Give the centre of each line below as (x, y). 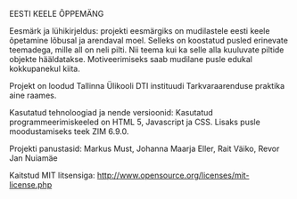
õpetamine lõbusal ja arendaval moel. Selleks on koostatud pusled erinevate (148, 40)
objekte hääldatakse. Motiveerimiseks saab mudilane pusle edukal (131, 59)
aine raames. (33, 95)
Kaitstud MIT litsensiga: (52, 175)
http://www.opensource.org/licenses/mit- (173, 175)
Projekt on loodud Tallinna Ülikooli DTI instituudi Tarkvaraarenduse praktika (147, 86)
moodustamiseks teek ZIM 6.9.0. (69, 131)
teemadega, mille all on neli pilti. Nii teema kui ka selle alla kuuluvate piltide (147, 50)
